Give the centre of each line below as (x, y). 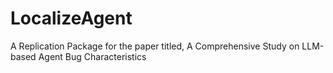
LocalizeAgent (71, 18)
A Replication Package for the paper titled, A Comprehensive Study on (155, 46)
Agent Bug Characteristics (92, 56)
